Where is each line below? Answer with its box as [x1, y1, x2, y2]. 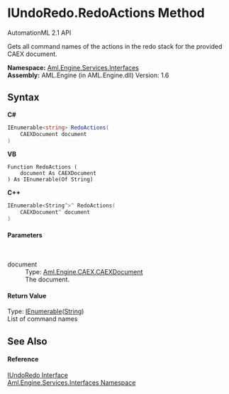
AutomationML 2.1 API [7, 28, 72, 37]
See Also [7, 335, 48, 347]
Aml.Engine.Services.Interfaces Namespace [7, 378, 136, 387]
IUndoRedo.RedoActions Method [7, 5, 205, 21]
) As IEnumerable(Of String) [7, 176, 94, 184]
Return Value [7, 291, 47, 300]
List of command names [7, 315, 78, 323]
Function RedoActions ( [7, 164, 78, 171]
